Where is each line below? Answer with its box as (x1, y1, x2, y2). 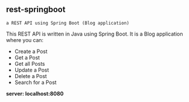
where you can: (6, 36, 44, 43)
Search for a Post (14, 79, 57, 86)
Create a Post (14, 48, 48, 55)
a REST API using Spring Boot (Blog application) (6, 20, 130, 26)
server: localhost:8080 (6, 90, 64, 97)
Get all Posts (14, 60, 45, 67)
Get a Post (14, 54, 40, 61)
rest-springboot (6, 5, 66, 15)
